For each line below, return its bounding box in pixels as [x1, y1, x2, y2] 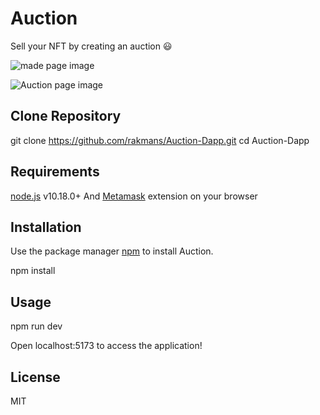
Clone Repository [10, 108, 122, 125]
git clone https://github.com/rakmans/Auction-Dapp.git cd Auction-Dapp [10, 134, 310, 146]
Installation [10, 218, 82, 236]
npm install [10, 265, 56, 277]
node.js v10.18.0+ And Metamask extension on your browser [10, 190, 258, 202]
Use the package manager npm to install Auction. [10, 245, 214, 257]
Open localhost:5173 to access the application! [10, 340, 203, 352]
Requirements [10, 163, 100, 181]
